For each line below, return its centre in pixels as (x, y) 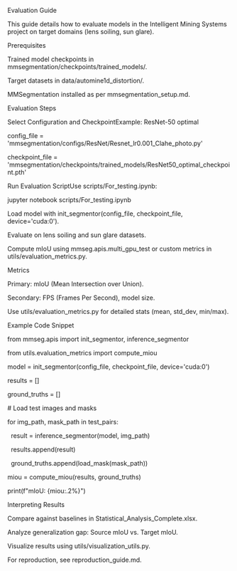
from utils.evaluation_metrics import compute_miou (82, 353)
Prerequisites (27, 45)
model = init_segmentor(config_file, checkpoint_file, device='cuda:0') (109, 367)
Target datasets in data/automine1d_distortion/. (76, 80)
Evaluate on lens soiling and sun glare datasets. (77, 235)
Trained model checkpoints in (51, 59)
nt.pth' (17, 172)
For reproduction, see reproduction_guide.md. (75, 560)
